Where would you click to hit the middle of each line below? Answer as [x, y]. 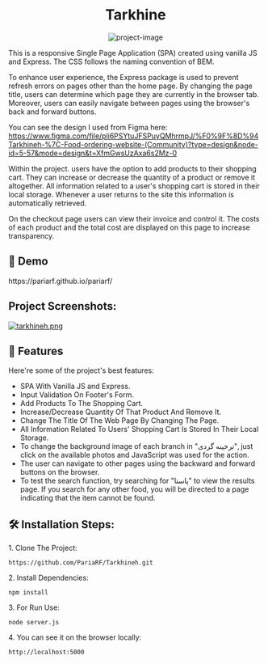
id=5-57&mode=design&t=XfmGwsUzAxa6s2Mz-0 [93, 153]
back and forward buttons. [52, 112]
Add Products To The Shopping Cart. [82, 404]
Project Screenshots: [63, 306]
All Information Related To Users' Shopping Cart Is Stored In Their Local [139, 429]
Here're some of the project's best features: [82, 370]
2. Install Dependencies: [48, 578]
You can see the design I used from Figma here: [88, 127]
